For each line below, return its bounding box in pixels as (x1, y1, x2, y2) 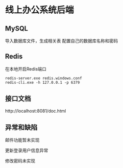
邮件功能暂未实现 (5, 137, 40, 143)
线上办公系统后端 (5, 4, 74, 16)
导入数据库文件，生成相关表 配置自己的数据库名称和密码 (5, 38, 118, 44)
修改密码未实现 (5, 158, 35, 164)
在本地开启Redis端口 (5, 66, 47, 72)
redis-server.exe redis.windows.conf (5, 75, 82, 81)
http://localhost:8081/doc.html (5, 108, 66, 114)
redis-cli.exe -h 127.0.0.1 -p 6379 (5, 80, 80, 85)
